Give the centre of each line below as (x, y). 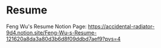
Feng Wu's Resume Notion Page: (47, 26)
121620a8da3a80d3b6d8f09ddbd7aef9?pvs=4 (63, 39)
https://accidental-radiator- (121, 26)
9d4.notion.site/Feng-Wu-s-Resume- (51, 32)
